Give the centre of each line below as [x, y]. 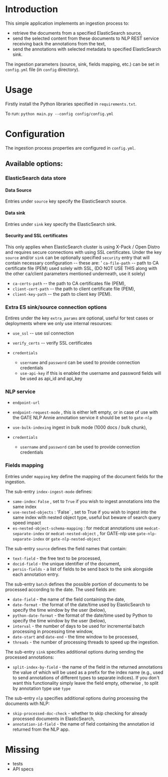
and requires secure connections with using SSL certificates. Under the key [83, 252]
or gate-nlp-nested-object [73, 539]
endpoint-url [26, 403]
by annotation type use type [41, 688]
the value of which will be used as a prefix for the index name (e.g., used [88, 672]
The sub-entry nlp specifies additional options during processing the [77, 698]
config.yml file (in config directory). [42, 70]
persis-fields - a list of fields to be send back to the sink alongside [83, 569]
